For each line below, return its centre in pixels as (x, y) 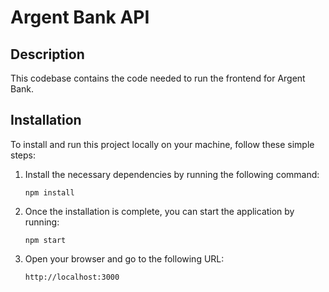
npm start (45, 240)
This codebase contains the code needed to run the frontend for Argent (158, 78)
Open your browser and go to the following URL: (124, 258)
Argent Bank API (80, 17)
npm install (49, 192)
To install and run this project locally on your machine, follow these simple (162, 144)
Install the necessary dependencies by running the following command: (172, 174)
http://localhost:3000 (72, 277)
